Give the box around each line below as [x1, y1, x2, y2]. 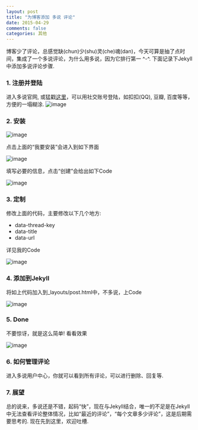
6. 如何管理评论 [6, 357, 50, 365]
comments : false [6, 25, 46, 31]
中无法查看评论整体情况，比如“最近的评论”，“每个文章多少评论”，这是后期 [6, 410, 187, 418]
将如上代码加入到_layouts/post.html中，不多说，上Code [6, 289, 142, 296]
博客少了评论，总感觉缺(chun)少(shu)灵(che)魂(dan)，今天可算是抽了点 [6, 48, 180, 55]
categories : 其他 [6, 31, 47, 37]
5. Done [6, 316, 29, 324]
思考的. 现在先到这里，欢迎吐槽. [11, 418, 89, 425]
